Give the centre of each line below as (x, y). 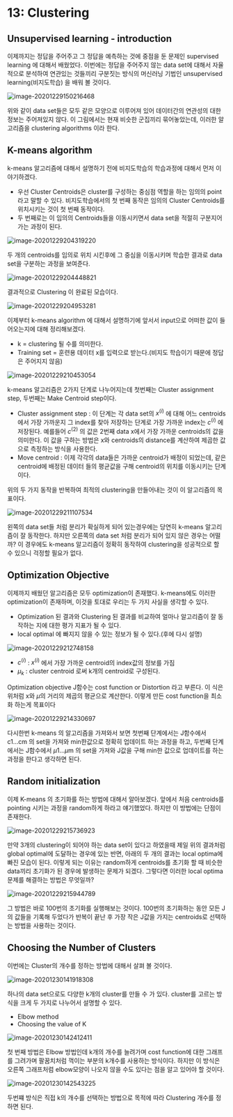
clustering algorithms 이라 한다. (75, 128)
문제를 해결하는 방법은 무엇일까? (51, 879)
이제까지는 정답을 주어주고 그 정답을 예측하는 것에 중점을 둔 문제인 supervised (113, 56)
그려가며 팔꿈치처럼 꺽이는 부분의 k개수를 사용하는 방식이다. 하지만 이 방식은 (117, 1061)
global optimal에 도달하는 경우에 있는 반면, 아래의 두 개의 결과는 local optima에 (115, 853)
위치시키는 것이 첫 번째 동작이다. (61, 209)
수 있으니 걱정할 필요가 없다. (45, 553)
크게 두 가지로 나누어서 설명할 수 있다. (71, 1003)
